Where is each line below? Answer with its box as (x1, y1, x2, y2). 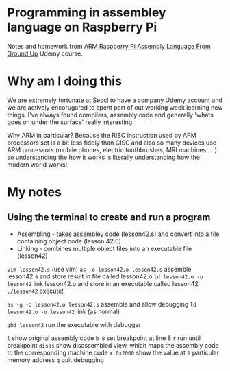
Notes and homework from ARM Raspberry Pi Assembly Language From (7, 42, 211, 50)
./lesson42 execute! (7, 287, 64, 295)
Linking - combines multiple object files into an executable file (16, 244, 192, 252)
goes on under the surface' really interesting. (7, 118, 135, 126)
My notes (7, 184, 62, 200)
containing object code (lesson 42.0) (16, 237, 122, 245)
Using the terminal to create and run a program (7, 211, 211, 224)
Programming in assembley (7, 5, 166, 21)
